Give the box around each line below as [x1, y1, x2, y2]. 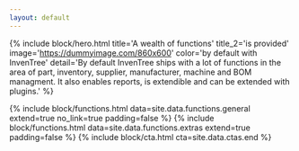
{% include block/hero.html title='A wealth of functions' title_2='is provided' [9, 38, 290, 49]
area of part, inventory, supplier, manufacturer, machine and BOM [9, 67, 252, 77]
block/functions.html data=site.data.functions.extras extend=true [9, 122, 251, 133]
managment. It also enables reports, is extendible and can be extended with [9, 75, 290, 86]
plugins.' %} [9, 85, 54, 96]
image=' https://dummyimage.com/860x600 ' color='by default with [9, 47, 258, 58]
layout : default [9, 13, 70, 22]
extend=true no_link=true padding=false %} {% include [9, 112, 215, 123]
